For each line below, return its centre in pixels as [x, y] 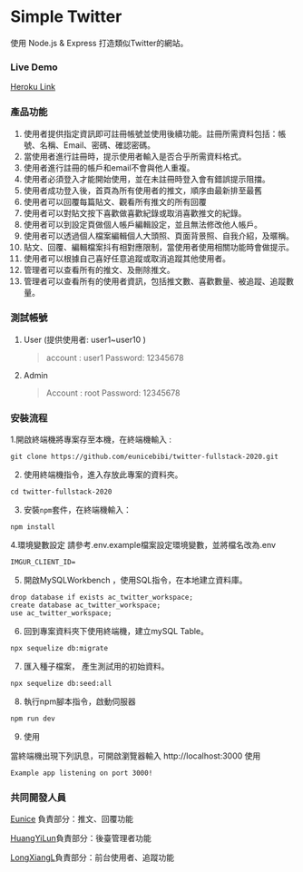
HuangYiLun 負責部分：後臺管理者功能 [81, 838]
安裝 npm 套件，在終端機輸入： [78, 510]
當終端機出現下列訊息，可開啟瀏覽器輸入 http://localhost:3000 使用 [136, 756]
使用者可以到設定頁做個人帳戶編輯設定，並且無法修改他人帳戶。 [142, 224]
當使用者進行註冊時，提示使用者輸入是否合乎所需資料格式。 [135, 156]
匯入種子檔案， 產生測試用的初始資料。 [96, 666]
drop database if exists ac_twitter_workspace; [102, 598]
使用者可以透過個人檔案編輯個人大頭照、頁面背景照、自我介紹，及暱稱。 [158, 235]
